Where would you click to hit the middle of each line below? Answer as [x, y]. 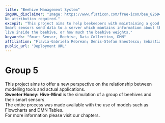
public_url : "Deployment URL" [36, 46]
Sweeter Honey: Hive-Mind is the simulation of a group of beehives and [78, 94]
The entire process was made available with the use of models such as [77, 105]
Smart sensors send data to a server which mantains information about [80, 28]
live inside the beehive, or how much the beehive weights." [69, 32]
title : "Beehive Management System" [42, 10]
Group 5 [22, 70]
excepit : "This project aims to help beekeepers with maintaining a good [82, 23]
